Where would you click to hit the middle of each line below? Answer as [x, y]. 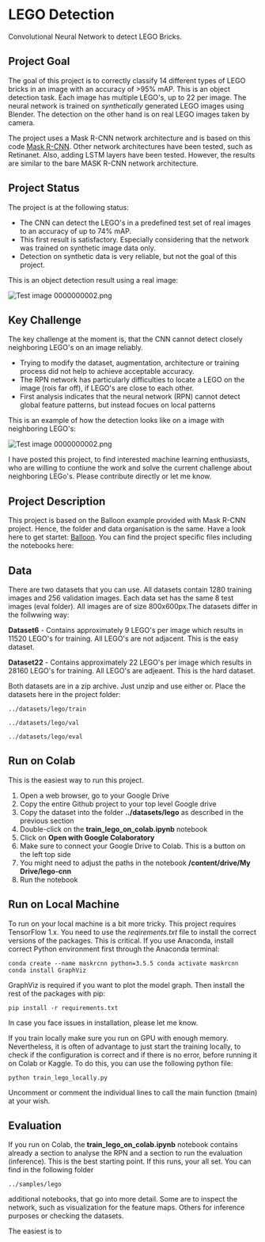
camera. [22, 122]
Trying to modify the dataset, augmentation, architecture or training [129, 363]
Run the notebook [49, 879]
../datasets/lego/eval [45, 737]
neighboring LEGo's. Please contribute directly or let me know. [110, 476]
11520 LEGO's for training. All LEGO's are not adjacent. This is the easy [123, 638]
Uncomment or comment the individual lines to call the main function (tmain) [133, 1092]
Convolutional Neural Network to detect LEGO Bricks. [95, 36]
